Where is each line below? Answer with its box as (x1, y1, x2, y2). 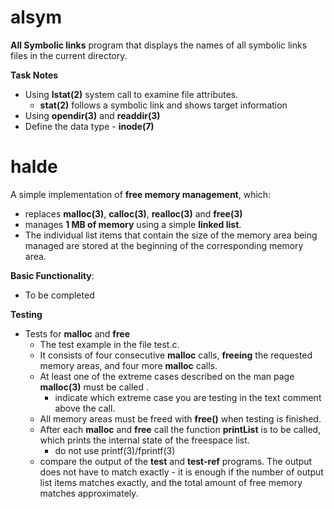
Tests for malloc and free (24, 327, 130, 340)
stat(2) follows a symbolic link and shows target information (39, 99, 288, 111)
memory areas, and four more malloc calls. (39, 359, 218, 371)
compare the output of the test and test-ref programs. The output (39, 455, 313, 467)
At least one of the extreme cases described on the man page (39, 370, 295, 382)
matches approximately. (39, 487, 139, 499)
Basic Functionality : (10, 269, 95, 281)
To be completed (24, 289, 95, 301)
